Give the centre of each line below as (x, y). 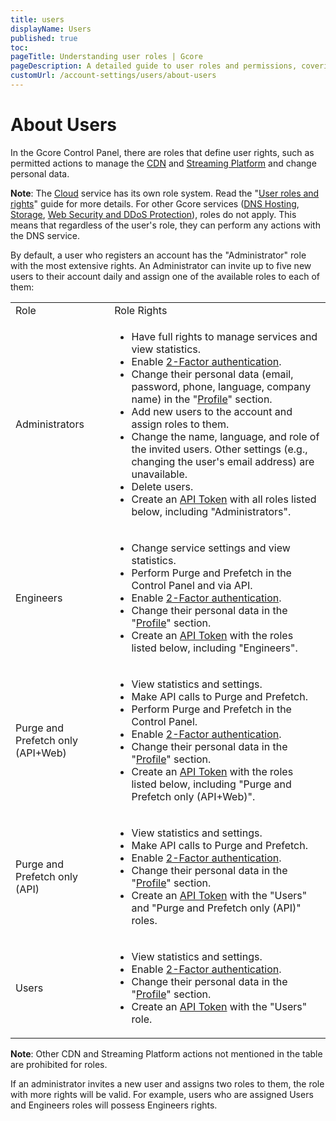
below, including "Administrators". (211, 511)
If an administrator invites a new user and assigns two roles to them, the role (167, 1083)
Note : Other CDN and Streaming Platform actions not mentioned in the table (166, 1053)
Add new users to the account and (212, 411)
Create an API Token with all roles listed (224, 499)
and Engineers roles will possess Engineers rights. (114, 1105)
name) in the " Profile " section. (202, 399)
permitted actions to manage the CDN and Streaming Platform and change (163, 163)
